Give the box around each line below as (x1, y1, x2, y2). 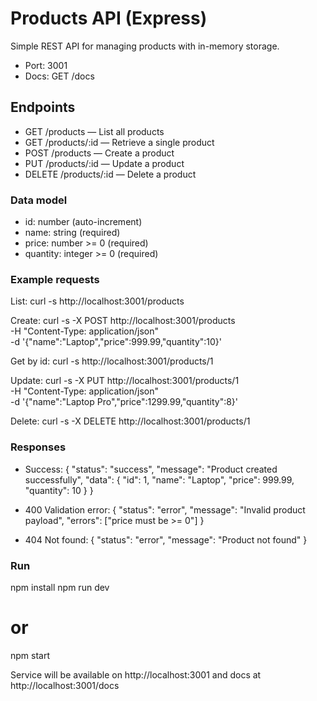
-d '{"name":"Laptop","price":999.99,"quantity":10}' (10, 336, 223, 348)
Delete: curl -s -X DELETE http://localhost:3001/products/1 (10, 415, 251, 427)
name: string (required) (24, 227, 121, 239)
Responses (10, 440, 67, 454)
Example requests (10, 272, 100, 286)
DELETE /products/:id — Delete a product (24, 168, 197, 180)
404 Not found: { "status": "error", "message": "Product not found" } (24, 533, 308, 546)
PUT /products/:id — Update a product (24, 157, 185, 169)
